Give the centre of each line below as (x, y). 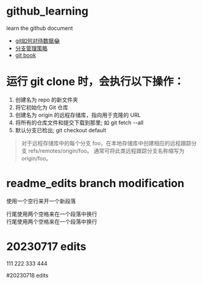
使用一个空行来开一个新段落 (41, 201)
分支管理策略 (31, 48)
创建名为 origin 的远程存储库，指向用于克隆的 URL (78, 115)
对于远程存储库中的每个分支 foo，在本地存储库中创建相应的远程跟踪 (106, 143)
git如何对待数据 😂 (37, 40)
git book (26, 55)
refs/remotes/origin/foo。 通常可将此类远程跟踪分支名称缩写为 (106, 151)
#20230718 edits (27, 275)
